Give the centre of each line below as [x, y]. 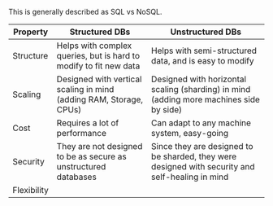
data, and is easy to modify [203, 61]
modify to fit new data [98, 66]
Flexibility [30, 190]
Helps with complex [94, 46]
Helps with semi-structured [204, 50]
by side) [167, 110]
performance [82, 133]
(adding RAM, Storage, [100, 99]
